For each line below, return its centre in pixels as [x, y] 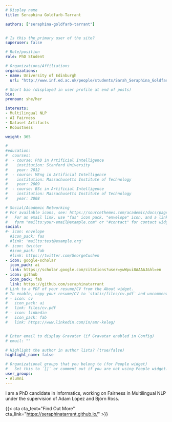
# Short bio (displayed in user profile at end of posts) [68, 90]
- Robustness [19, 127]
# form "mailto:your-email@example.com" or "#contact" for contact [81, 222]
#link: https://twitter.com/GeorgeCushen [55, 255]
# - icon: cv [19, 298]
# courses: [18, 156]
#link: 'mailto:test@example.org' [47, 241]
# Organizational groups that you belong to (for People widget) [76, 364]
